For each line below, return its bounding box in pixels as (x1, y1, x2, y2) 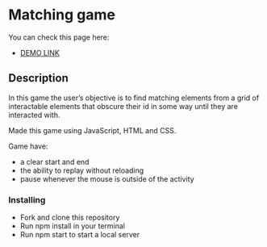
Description (8, 71, 69, 86)
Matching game (8, 6, 115, 24)
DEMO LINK (19, 48, 60, 57)
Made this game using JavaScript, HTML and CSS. (8, 125, 177, 135)
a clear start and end (19, 157, 90, 166)
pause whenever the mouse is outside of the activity (19, 174, 195, 183)
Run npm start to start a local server (19, 230, 140, 240)
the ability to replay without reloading (19, 165, 144, 175)
